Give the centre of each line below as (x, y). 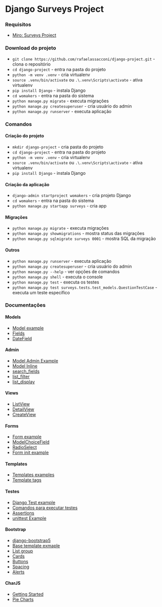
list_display (23, 382)
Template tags (27, 480)
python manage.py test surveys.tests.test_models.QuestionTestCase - (85, 287)
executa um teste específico (41, 292)
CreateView (24, 415)
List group (22, 551)
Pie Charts (23, 600)
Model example (28, 328)
